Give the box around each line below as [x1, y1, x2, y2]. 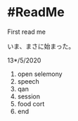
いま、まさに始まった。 [7, 42, 75, 50]
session [17, 92, 41, 101]
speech [17, 77, 40, 85]
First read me [7, 27, 46, 36]
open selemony [17, 70, 63, 78]
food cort [17, 99, 45, 108]
